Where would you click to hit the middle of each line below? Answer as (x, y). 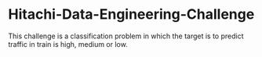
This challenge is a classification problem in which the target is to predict (126, 36)
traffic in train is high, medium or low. (68, 44)
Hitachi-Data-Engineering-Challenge (131, 14)
